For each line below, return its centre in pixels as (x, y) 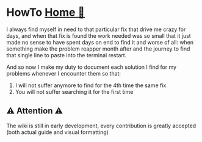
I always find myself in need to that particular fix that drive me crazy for (96, 29)
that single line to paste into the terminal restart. (67, 55)
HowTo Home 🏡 (46, 12)
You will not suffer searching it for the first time (74, 91)
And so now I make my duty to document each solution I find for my (92, 67)
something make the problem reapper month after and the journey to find (98, 49)
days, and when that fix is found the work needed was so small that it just (99, 35)
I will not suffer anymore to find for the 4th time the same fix (91, 85)
